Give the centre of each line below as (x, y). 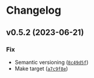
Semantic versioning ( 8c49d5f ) (51, 62)
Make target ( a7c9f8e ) (41, 68)
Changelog (34, 10)
